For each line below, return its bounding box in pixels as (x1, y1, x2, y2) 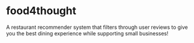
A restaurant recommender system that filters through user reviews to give (6, 24, 188, 31)
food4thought (6, 4, 77, 18)
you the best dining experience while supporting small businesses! (6, 29, 169, 37)
